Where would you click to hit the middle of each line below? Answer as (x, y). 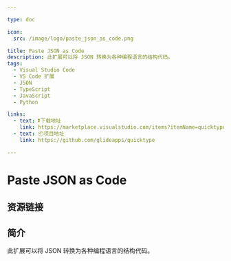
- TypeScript (32, 89)
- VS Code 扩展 (34, 76)
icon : (15, 32)
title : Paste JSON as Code (46, 51)
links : (16, 114)
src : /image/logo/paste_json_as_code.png (74, 39)
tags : (15, 64)
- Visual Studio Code (44, 70)
